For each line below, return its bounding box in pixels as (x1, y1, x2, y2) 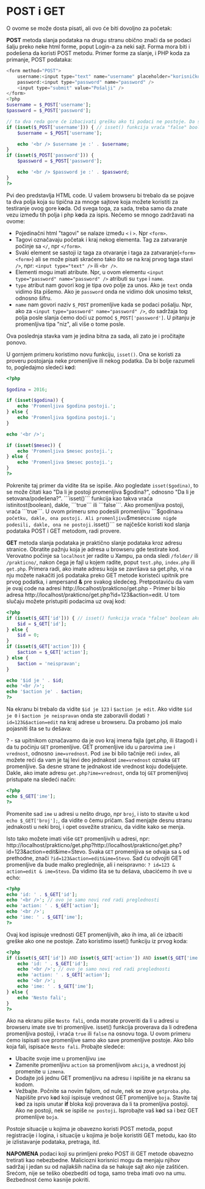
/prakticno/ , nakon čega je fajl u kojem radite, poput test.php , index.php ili (6, 558, 195, 566)
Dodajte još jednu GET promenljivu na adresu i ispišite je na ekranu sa (15, 1075, 191, 1082)
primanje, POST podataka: (6, 56, 73, 63)
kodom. (15, 1081, 35, 1088)
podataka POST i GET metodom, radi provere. (6, 527, 121, 535)
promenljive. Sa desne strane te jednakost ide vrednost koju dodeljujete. (6, 763, 188, 770)
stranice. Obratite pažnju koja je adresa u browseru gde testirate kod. (6, 546, 180, 553)
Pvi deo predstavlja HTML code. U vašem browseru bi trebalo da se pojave (6, 191, 195, 199)
